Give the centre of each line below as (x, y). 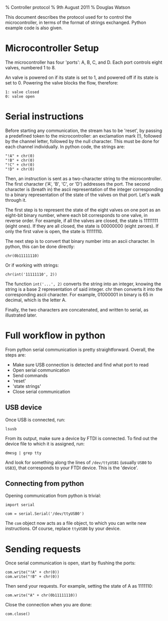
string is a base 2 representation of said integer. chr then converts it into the (84, 289)
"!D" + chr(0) (20, 169)
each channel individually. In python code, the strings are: (65, 147)
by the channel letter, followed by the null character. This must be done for (82, 141)
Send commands (30, 375)
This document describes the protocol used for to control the (68, 17)
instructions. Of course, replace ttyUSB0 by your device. (63, 528)
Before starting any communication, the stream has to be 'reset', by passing (84, 130)
